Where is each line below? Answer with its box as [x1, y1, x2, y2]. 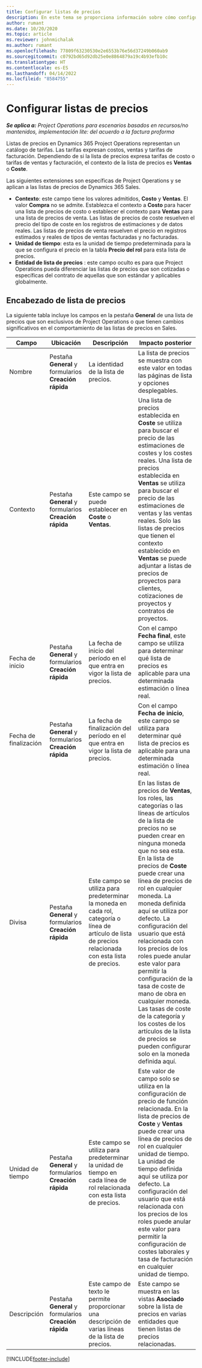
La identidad [88, 360, 124, 368]
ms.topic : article [6, 31, 52, 37]
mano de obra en [138, 989, 186, 997]
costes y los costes [138, 449, 192, 457]
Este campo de [88, 1280, 131, 1288]
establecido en [138, 546, 180, 555]
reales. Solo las [138, 516, 182, 525]
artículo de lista [88, 929, 132, 937]
